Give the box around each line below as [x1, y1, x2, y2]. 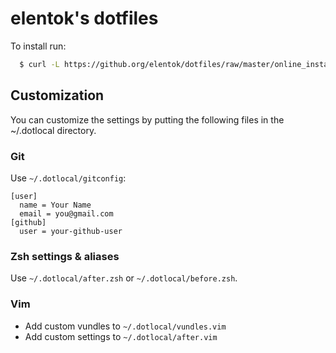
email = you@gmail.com [19, 208, 114, 219]
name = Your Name [19, 200, 92, 210]
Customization [10, 87, 105, 104]
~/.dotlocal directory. [10, 124, 97, 136]
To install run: [10, 40, 67, 52]
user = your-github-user [19, 226, 123, 236]
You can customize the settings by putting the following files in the [10, 113, 285, 126]
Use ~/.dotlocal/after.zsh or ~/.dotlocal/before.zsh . [10, 272, 238, 284]
